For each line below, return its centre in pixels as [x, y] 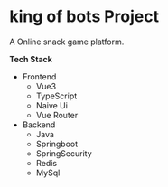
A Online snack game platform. [67, 42]
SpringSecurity [64, 153]
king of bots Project [84, 17]
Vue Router [57, 115]
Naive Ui [51, 105]
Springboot [57, 144]
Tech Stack [31, 59]
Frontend [39, 76]
